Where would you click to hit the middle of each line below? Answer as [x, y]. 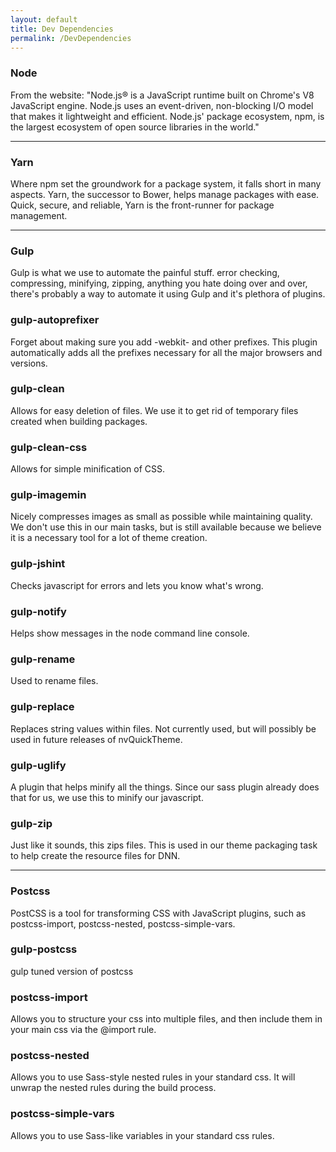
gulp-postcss [44, 949]
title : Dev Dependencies [62, 29]
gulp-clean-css [49, 447]
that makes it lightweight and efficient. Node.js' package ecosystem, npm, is [167, 116]
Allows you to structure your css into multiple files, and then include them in [166, 1019]
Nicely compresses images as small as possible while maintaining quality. [161, 517]
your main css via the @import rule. [83, 1030]
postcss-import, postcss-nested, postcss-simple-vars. [123, 923]
